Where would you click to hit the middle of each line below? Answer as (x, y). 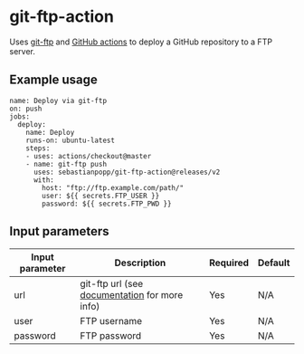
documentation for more (132, 294)
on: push (26, 109)
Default (274, 263)
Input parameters (60, 231)
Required (229, 263)
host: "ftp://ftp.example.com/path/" (113, 187)
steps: (38, 148)
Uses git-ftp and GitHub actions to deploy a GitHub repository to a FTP (141, 42)
